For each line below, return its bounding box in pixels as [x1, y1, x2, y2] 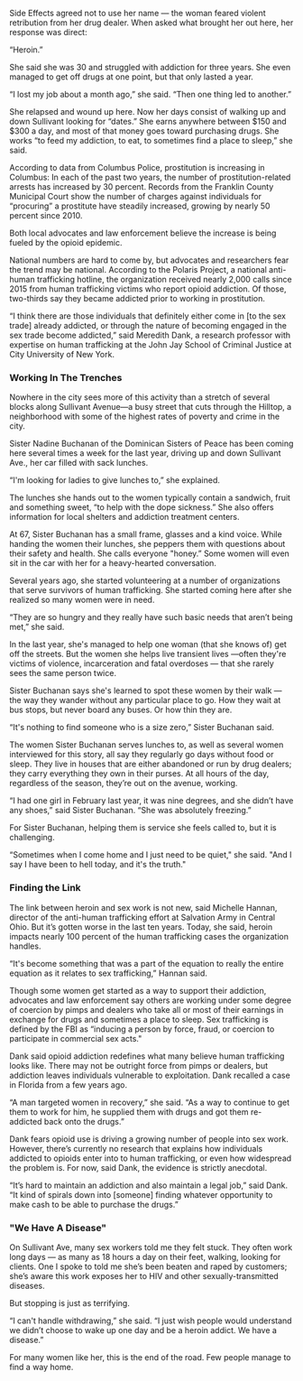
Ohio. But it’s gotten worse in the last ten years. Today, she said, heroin [9, 921, 273, 932]
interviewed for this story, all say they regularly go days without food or [9, 749, 274, 760]
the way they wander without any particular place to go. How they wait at [9, 695, 281, 706]
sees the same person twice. [9, 668, 117, 679]
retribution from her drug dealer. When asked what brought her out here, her [9, 17, 294, 28]
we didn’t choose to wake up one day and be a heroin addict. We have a [9, 1324, 278, 1335]
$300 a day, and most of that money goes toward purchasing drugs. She [9, 125, 280, 136]
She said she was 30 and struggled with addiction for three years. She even [9, 62, 291, 72]
